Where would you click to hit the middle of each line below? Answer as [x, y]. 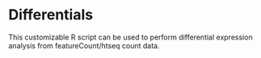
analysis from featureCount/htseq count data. [84, 45]
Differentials [51, 15]
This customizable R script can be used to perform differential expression [130, 37]
